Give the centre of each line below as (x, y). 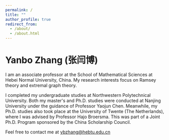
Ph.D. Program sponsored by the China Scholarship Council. (68, 122)
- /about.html (25, 33)
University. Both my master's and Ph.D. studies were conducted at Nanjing (83, 100)
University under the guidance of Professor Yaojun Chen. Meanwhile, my (81, 106)
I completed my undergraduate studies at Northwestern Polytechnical (78, 95)
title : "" (16, 15)
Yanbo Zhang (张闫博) (52, 60)
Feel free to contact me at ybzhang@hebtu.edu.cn (58, 132)
